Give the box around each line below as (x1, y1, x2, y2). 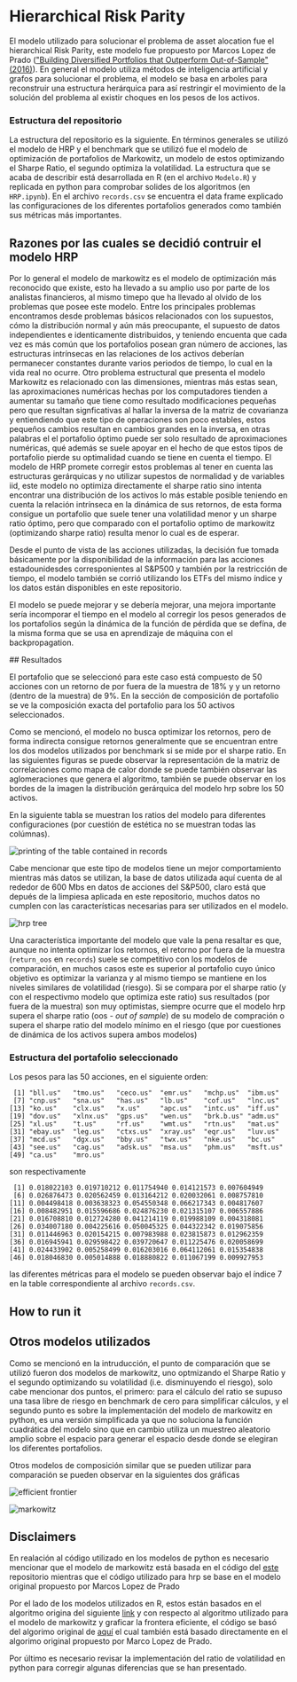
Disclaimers (9, 1529, 77, 1544)
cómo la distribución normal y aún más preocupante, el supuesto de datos (9, 320, 281, 331)
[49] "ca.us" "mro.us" (9, 1151, 105, 1159)
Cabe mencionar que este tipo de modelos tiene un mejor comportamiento (9, 863, 282, 874)
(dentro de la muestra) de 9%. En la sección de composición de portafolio (9, 690, 279, 702)
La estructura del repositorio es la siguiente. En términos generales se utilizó (9, 135, 289, 145)
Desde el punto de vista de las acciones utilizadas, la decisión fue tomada (9, 545, 279, 555)
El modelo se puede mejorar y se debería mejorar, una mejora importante (9, 600, 277, 610)
